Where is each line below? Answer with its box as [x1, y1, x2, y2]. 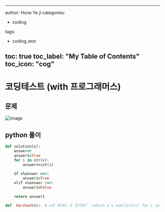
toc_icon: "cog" [5, 60, 55, 69]
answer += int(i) [23, 162, 54, 167]
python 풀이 [5, 131, 41, 139]
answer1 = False [23, 185, 52, 190]
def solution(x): [5, 144, 41, 149]
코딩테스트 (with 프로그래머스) [5, 81, 121, 92]
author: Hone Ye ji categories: [5, 10, 65, 15]
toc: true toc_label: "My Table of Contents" [5, 52, 140, 61]
